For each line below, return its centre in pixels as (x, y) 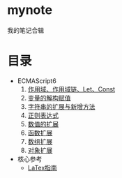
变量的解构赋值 (49, 98)
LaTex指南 (42, 168)
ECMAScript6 (37, 81)
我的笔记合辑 (25, 30)
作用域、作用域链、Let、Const (71, 89)
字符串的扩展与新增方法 (61, 106)
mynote (30, 10)
